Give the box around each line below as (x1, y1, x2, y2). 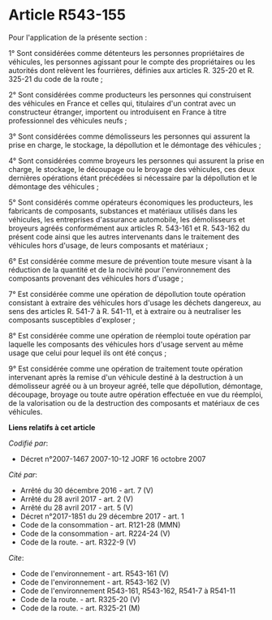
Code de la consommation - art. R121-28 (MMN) (19, 519, 181, 529)
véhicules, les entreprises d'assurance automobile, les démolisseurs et (8, 214, 245, 224)
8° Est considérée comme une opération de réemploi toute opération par (8, 330, 252, 340)
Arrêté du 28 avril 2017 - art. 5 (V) (19, 502, 134, 512)
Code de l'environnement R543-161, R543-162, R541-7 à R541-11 (19, 586, 235, 596)
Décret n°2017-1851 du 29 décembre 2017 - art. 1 (19, 511, 184, 521)
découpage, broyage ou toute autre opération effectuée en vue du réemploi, (8, 390, 264, 399)
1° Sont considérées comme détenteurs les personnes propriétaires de (8, 48, 245, 58)
